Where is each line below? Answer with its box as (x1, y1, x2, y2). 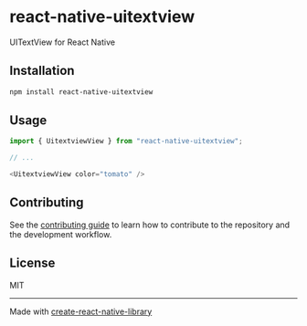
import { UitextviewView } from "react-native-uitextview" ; (9, 137, 244, 146)
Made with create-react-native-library (9, 306, 153, 317)
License (9, 256, 56, 271)
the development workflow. (9, 228, 112, 239)
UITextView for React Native (9, 37, 116, 47)
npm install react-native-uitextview (9, 87, 153, 97)
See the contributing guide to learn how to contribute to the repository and (9, 219, 291, 230)
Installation (9, 63, 75, 79)
